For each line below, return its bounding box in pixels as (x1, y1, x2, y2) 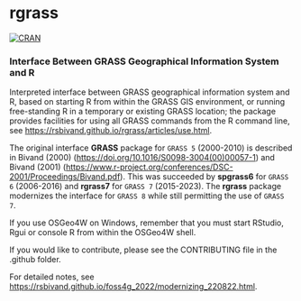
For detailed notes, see (9, 271, 95, 282)
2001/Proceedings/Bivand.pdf (9, 171, 121, 182)
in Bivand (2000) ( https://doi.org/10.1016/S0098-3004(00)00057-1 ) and (9, 152, 275, 163)
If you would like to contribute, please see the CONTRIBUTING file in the (9, 244, 278, 255)
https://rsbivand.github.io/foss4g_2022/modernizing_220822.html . (9, 281, 258, 292)
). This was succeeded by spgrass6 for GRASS (120, 171, 289, 182)
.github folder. (9, 254, 61, 265)
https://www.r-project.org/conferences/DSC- (66, 161, 233, 173)
